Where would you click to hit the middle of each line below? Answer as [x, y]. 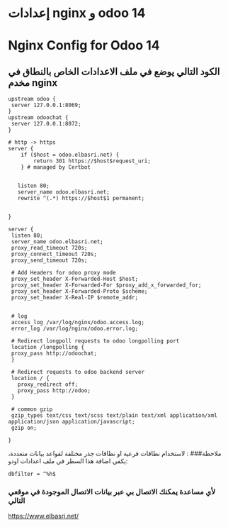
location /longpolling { [47, 348]
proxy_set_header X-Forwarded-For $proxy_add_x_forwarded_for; [106, 285]
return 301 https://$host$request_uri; [92, 161]
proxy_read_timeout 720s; [49, 248]
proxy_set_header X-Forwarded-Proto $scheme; [79, 292]
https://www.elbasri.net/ [44, 516]
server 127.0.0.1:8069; [46, 105]
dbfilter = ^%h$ [32, 474]
